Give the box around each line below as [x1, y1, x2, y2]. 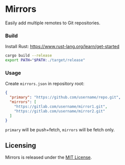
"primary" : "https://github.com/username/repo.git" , [9, 95, 121, 100]
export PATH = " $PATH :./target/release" [5, 58, 85, 63]
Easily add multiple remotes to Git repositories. [5, 20, 101, 26]
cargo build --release [5, 53, 52, 58]
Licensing [5, 141, 36, 150]
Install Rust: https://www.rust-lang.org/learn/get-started [5, 44, 120, 50]
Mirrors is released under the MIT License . [5, 155, 92, 161]
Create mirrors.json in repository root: [5, 81, 84, 87]
